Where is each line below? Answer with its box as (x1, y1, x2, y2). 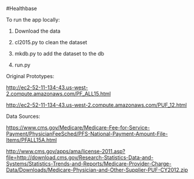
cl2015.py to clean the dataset (14, 39, 87, 45)
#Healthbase (6, 5, 38, 12)
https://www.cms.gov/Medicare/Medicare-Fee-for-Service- (6, 124, 151, 131)
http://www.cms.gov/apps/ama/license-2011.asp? (6, 148, 125, 155)
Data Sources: (6, 113, 40, 120)
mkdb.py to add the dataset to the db (14, 50, 104, 57)
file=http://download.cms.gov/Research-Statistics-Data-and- (6, 154, 154, 161)
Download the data (14, 27, 60, 34)
